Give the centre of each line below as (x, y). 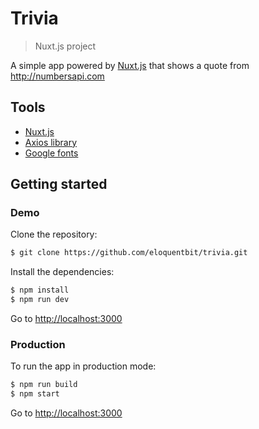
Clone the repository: (54, 234)
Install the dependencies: (62, 272)
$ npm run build (44, 385)
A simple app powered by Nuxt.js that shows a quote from (130, 65)
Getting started (59, 184)
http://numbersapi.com (57, 76)
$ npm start (35, 394)
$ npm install (40, 290)
